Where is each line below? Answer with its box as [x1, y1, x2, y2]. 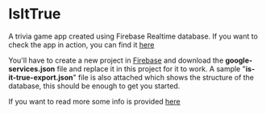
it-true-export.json [8, 72, 73, 82]
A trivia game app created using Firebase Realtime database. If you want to [8, 31, 258, 41]
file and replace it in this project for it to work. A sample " [56, 63, 246, 73]
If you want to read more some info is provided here [8, 96, 181, 106]
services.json [8, 63, 56, 73]
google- [225, 55, 253, 65]
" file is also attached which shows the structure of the [72, 72, 255, 82]
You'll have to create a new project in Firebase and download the [8, 55, 224, 65]
